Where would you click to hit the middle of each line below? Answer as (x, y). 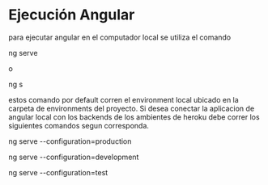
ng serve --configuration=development (74, 157)
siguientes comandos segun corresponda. (79, 125)
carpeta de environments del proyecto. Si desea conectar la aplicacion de (132, 108)
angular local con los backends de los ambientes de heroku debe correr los (134, 117)
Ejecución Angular (72, 15)
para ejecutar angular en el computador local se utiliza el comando (120, 37)
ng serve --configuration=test (58, 172)
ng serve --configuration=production (70, 141)
